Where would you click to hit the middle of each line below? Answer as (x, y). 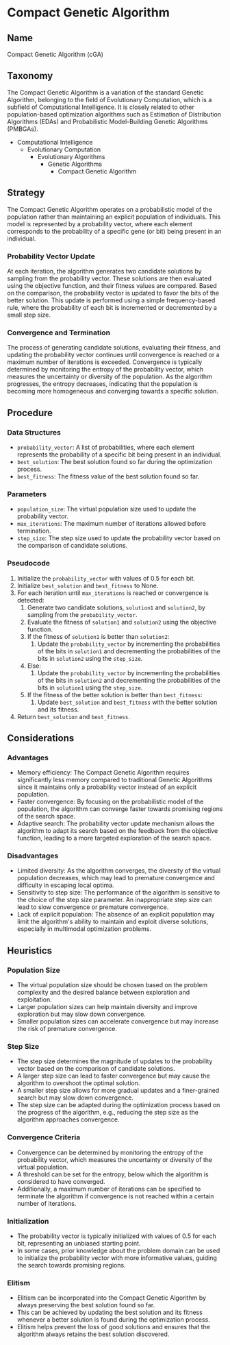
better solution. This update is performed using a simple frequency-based (111, 300)
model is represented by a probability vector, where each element (100, 223)
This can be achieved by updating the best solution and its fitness (110, 1312)
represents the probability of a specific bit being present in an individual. (119, 455)
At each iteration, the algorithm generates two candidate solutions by (104, 271)
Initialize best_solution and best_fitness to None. (88, 585)
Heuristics (30, 950)
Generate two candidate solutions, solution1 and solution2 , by (116, 607)
